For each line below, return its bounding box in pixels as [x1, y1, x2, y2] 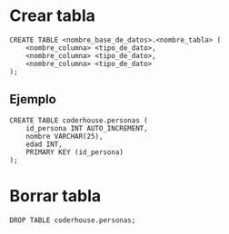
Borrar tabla [9, 185, 102, 206]
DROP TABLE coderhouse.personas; [9, 215, 136, 225]
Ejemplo [9, 92, 56, 107]
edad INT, [25, 140, 64, 149]
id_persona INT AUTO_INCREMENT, [25, 123, 148, 132]
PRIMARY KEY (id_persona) [25, 147, 124, 157]
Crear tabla [9, 5, 95, 26]
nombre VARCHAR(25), [25, 132, 104, 141]
